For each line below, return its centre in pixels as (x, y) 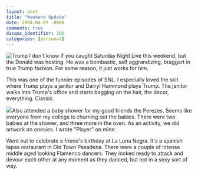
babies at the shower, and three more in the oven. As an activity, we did (93, 123)
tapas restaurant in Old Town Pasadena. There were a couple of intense (93, 147)
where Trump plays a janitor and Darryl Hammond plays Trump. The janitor (97, 86)
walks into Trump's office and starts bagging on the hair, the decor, (88, 92)
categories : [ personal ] (35, 39)
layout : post (22, 11)
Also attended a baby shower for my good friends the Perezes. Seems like (102, 110)
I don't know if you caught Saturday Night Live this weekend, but (108, 56)
